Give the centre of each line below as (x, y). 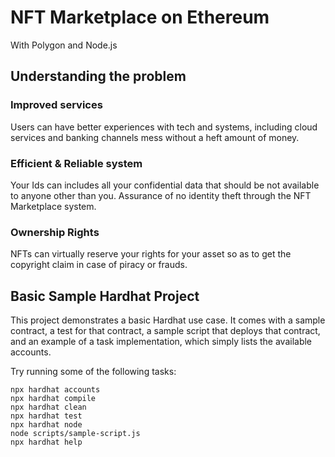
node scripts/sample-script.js (75, 434)
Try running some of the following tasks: (93, 372)
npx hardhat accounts (55, 390)
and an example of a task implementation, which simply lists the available (161, 342)
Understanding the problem (98, 76)
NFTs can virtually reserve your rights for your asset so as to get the (151, 254)
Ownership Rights (55, 232)
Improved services (56, 105)
